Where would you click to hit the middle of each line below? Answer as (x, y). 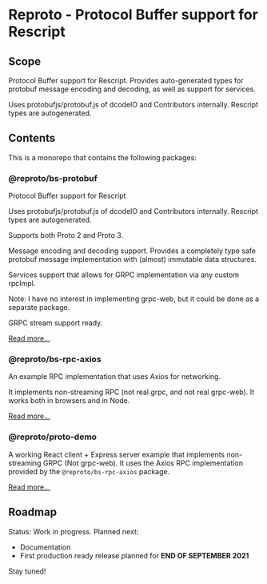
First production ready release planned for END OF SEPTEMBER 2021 (134, 555)
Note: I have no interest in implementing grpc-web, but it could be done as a (134, 299)
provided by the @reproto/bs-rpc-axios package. (89, 471)
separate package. (39, 308)
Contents (32, 138)
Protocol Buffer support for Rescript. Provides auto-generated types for (126, 81)
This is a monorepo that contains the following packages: (103, 157)
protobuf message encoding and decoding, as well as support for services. (132, 89)
